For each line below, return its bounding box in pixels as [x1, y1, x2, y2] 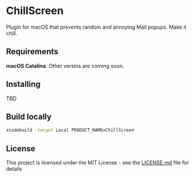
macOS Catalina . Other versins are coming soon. [6, 62, 124, 69]
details [6, 165, 22, 172]
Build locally [6, 111, 52, 121]
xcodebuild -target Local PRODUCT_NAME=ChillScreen [6, 127, 134, 133]
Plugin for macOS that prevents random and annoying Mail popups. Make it [6, 23, 187, 30]
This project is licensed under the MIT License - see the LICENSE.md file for [6, 159, 189, 166]
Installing [6, 79, 41, 89]
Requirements [6, 47, 58, 57]
